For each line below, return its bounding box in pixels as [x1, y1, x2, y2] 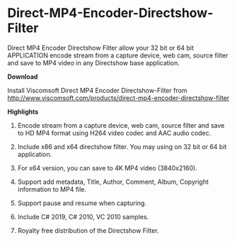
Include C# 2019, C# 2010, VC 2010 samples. [17, 212, 149, 221]
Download [7, 72, 38, 81]
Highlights [7, 107, 39, 116]
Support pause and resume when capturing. [17, 199, 147, 207]
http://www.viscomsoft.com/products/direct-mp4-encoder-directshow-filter [7, 94, 230, 102]
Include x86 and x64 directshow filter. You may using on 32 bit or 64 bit [17, 142, 227, 150]
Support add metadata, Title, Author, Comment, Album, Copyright [17, 177, 209, 186]
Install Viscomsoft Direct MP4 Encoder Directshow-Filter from [7, 86, 187, 94]
